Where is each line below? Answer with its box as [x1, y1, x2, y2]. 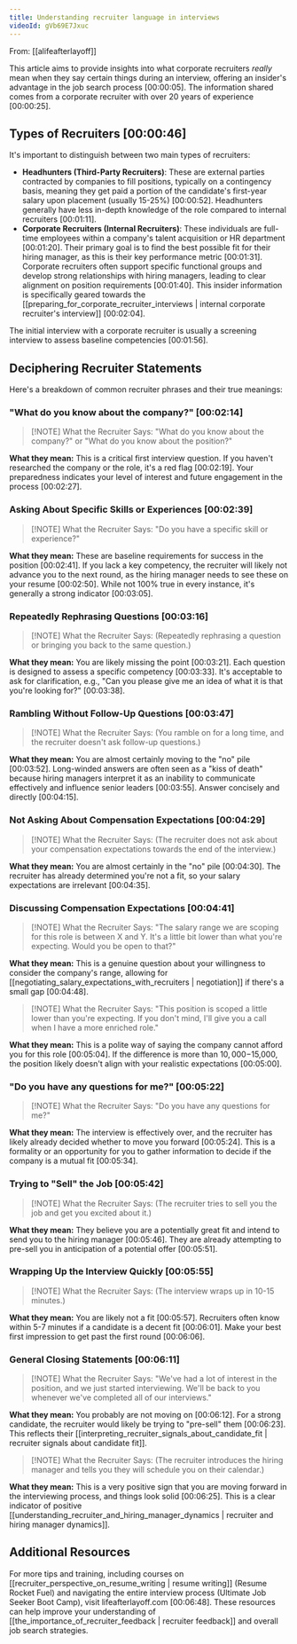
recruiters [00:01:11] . [21, 214, 98, 224]
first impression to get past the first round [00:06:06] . [9, 1331, 206, 1341]
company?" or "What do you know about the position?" [30, 436, 233, 446]
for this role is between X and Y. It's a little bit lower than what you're [30, 931, 283, 941]
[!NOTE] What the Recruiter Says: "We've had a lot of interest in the [30, 1373, 277, 1384]
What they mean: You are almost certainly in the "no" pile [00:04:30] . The [9, 861, 281, 871]
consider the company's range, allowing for [9, 967, 168, 978]
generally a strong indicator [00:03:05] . [9, 587, 153, 599]
